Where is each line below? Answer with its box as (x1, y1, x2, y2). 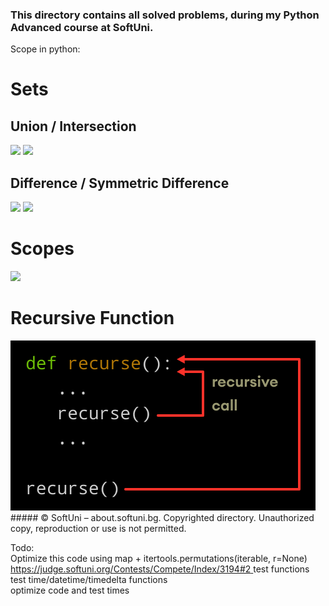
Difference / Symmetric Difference (10, 174, 230, 192)
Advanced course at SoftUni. (10, 20, 154, 34)
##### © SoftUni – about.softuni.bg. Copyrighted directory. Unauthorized (10, 511, 315, 523)
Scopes (10, 238, 75, 260)
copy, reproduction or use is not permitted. (10, 522, 187, 534)
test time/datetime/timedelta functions (10, 573, 168, 585)
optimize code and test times (10, 584, 130, 596)
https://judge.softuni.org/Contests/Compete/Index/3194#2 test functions (10, 563, 310, 575)
